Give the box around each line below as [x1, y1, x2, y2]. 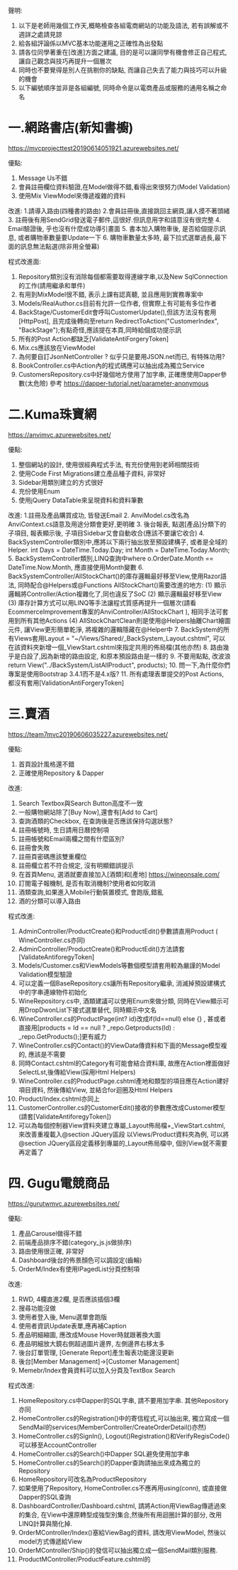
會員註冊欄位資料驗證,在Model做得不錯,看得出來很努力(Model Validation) [18, 182, 231, 191]
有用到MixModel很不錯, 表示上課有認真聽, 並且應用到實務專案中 [18, 290, 204, 299]
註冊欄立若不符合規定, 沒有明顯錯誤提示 [18, 861, 134, 870]
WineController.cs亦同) [18, 936, 86, 944]
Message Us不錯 [18, 173, 68, 182]
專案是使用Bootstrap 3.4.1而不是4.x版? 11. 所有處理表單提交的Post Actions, [8, 669, 225, 678]
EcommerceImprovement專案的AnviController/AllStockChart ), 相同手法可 [8, 607, 222, 616]
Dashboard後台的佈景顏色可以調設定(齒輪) [18, 1256, 142, 1264]
